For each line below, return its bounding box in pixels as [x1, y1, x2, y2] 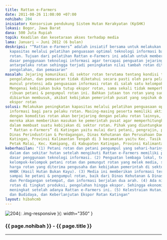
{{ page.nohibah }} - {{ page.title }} [5, 223, 92, 230]
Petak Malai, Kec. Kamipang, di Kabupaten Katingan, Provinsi [9, 141, 141, 147]
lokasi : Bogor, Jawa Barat [5, 26, 61, 31]
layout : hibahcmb [5, 197, 41, 202]
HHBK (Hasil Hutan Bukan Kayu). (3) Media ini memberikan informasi [9, 169, 155, 174]
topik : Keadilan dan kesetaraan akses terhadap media [5, 35, 119, 40]
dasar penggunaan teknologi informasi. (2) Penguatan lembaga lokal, [9, 155, 157, 160]
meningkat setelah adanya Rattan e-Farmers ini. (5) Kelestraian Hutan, [9, 187, 164, 192]
